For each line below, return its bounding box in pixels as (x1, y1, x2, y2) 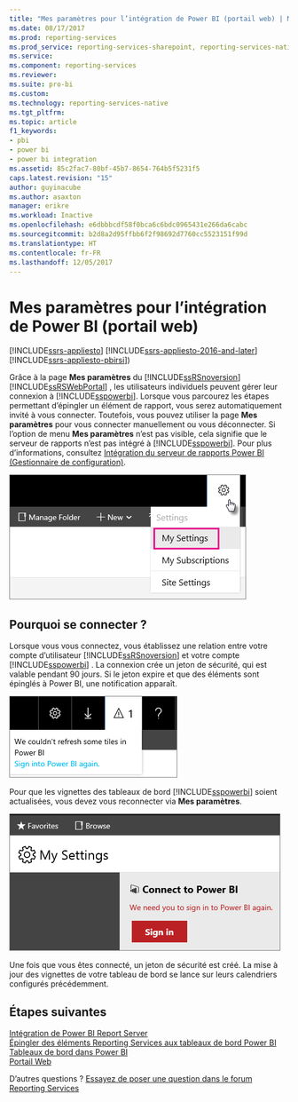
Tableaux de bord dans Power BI (9, 1046, 129, 1057)
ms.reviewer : (9, 71, 58, 80)
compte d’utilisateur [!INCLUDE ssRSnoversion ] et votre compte (9, 650, 240, 661)
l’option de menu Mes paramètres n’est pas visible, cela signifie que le (9, 429, 268, 440)
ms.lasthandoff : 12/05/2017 (9, 258, 114, 266)
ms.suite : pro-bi (9, 80, 74, 89)
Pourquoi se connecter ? (9, 617, 148, 632)
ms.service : (9, 52, 53, 61)
